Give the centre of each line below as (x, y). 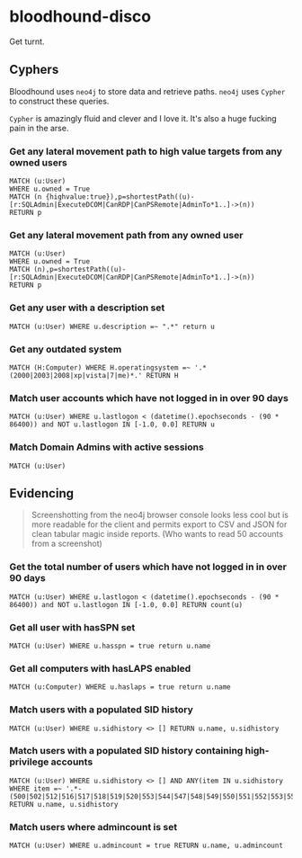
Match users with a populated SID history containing (126, 751)
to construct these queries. (59, 101)
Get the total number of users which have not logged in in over (148, 567)
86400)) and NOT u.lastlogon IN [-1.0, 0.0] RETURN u (112, 425)
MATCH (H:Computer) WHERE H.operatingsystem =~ (100, 367)
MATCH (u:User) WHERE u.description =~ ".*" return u (112, 326)
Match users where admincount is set (93, 827)
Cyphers (34, 70)
